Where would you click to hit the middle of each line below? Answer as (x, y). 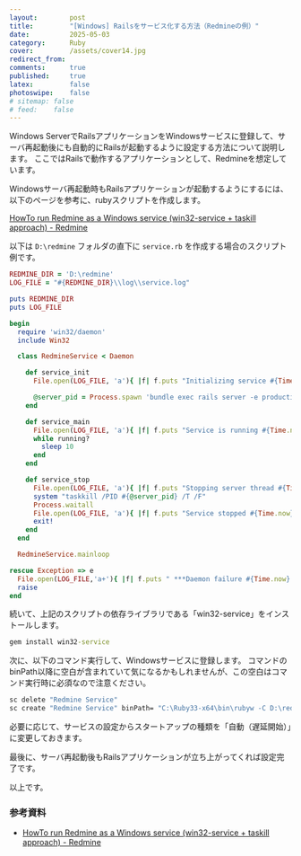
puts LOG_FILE (36, 307)
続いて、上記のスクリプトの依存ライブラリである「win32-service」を (138, 614)
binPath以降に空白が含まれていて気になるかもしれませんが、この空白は (141, 672)
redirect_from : (38, 59)
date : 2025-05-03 (60, 34)
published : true (48, 76)
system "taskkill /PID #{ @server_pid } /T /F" (119, 496)
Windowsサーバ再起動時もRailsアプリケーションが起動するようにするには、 (149, 189)
